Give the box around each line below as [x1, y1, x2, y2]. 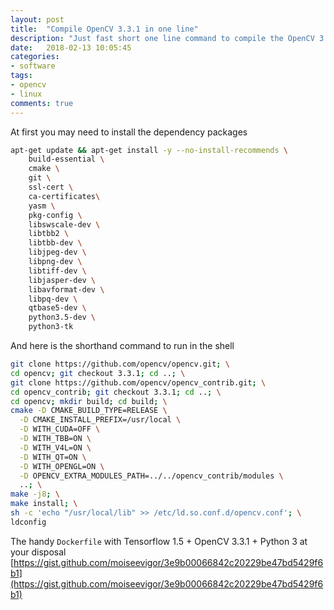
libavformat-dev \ [28, 284, 105, 295]
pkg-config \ [28, 210, 83, 220]
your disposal [10, 546, 67, 558]
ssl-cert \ [28, 182, 74, 192]
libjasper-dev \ [28, 275, 97, 285]
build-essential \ [28, 154, 105, 165]
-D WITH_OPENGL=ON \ [19, 461, 105, 471]
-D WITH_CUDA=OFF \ [19, 424, 101, 435]
